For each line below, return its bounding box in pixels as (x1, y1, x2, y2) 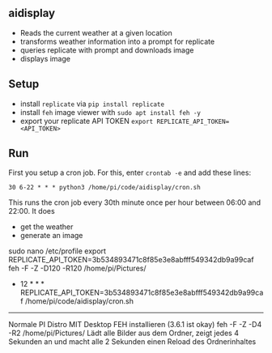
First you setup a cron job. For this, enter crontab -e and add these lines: (8, 168, 252, 177)
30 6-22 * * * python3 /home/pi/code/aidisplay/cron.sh (8, 184, 201, 192)
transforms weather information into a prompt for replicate (19, 36, 215, 46)
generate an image (19, 231, 83, 240)
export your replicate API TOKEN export (19, 116, 154, 125)
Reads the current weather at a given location (19, 28, 172, 37)
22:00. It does (8, 206, 55, 216)
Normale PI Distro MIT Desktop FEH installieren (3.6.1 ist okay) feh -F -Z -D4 (8, 320, 262, 330)
